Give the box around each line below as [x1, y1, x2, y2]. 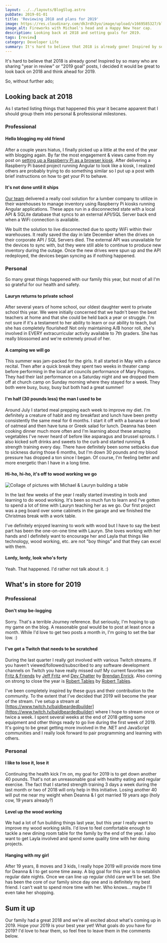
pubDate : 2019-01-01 [5, 12, 48, 17]
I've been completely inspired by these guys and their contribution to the [5, 688, 154, 694]
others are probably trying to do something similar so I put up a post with [5, 167, 155, 174]
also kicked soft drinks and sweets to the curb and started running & [5, 438, 145, 445]
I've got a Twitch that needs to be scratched [5, 646, 98, 652]
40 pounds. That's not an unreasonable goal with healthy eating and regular [5, 776, 161, 782]
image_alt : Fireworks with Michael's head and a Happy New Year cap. [5, 26, 153, 31]
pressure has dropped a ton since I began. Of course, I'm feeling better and [5, 454, 160, 460]
